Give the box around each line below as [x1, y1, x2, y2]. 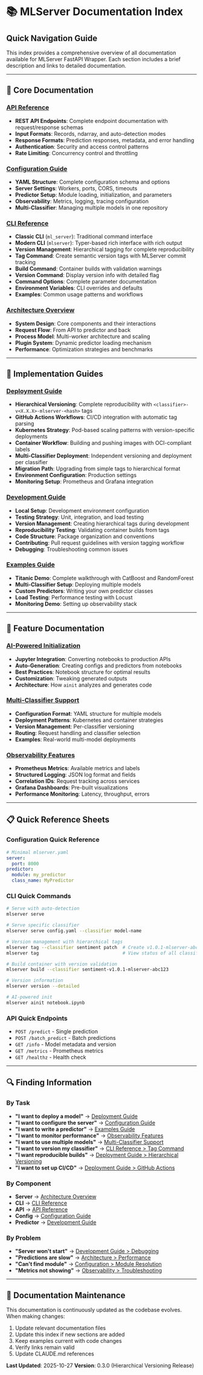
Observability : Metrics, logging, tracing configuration [14, 198, 149, 205]
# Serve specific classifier [6, 922, 80, 928]
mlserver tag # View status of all [6, 950, 177, 956]
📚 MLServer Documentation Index [6, 5, 183, 19]
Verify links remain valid [14, 1343, 75, 1351]
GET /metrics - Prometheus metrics [14, 1047, 104, 1054]
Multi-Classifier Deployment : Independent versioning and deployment [14, 452, 192, 459]
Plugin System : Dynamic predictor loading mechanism [14, 339, 152, 346]
